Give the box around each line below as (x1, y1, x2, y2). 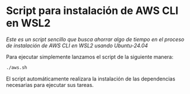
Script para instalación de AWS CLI (6, 4, 179, 18)
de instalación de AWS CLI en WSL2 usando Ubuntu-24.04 (6, 42, 148, 49)
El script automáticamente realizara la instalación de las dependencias (6, 75, 175, 82)
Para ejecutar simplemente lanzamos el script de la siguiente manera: (6, 53, 174, 60)
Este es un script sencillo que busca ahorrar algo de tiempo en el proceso (6, 36, 185, 43)
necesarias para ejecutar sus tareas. (6, 81, 94, 88)
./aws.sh (6, 64, 27, 71)
